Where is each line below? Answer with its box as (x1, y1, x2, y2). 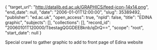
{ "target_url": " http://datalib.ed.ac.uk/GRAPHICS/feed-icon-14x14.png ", (5, 4, 149, 10)
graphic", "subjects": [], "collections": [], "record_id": (5, 19, 111, 25)
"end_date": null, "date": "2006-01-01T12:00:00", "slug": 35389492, (5, 9, 141, 15)
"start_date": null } (5, 30, 42, 35)
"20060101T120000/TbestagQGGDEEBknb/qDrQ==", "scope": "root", (5, 25, 144, 31)
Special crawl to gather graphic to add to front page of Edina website (5, 39, 143, 45)
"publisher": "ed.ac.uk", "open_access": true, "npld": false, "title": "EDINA (5, 15, 152, 20)
